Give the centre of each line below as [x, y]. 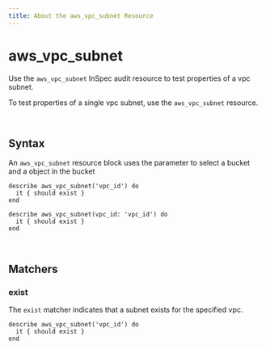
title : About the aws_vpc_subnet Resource [81, 16]
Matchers [33, 269]
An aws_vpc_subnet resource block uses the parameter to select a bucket [129, 163]
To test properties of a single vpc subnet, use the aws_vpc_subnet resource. [133, 103]
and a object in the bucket [52, 171]
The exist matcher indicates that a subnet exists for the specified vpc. [126, 310]
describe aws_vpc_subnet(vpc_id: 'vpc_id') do [88, 215]
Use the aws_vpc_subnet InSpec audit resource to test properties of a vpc [129, 78]
